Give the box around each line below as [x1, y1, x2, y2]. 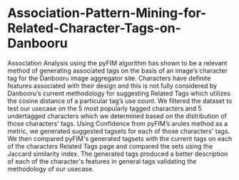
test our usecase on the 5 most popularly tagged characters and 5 [7, 104, 202, 112]
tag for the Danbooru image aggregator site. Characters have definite [7, 73, 211, 83]
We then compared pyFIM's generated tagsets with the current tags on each [7, 134, 233, 143]
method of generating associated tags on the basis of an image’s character [7, 66, 228, 75]
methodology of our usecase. [7, 164, 94, 173]
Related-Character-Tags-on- [7, 20, 182, 36]
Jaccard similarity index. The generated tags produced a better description [7, 149, 228, 158]
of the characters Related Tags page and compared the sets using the [7, 142, 213, 150]
